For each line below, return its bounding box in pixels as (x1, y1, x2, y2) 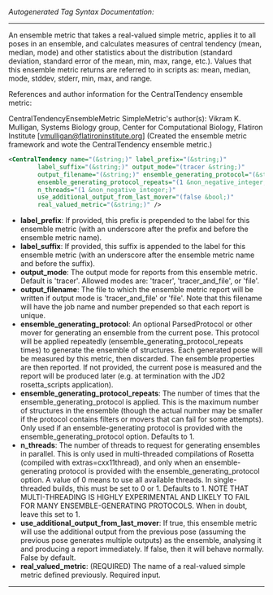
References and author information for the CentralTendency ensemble (8, 90, 244, 98)
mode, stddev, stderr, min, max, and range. (8, 73, 153, 83)
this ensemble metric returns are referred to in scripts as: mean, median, (8, 65, 251, 74)
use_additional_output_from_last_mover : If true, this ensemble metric (19, 518, 258, 528)
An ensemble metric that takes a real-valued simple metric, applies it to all (8, 30, 256, 40)
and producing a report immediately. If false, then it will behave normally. (19, 545, 264, 554)
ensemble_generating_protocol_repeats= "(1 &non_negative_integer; (37, 178, 267, 186)
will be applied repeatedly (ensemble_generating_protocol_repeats (19, 337, 244, 347)
